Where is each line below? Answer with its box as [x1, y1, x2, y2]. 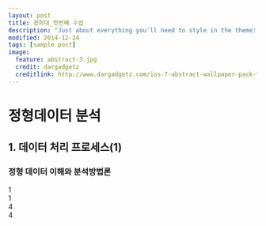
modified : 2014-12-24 [8, 33, 80, 42]
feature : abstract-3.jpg [15, 56, 97, 64]
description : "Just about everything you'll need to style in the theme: [8, 26, 257, 34]
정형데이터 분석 [8, 107, 101, 125]
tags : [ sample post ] [8, 41, 77, 49]
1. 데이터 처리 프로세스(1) [8, 141, 123, 154]
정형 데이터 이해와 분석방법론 [8, 167, 112, 178]
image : [8, 48, 30, 56]
